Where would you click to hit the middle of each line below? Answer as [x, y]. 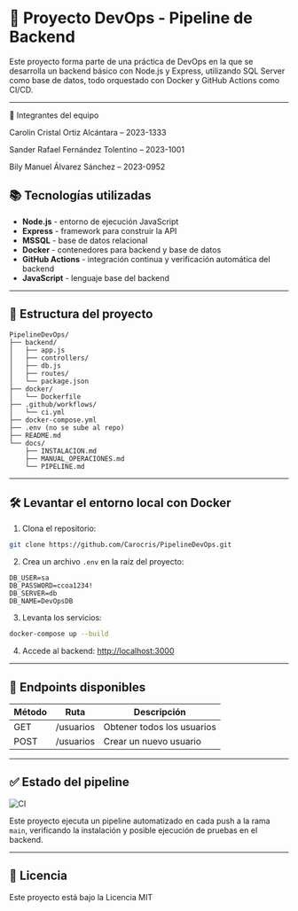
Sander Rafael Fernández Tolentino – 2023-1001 [97, 149]
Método [30, 712]
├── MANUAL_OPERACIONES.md [75, 459]
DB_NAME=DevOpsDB [41, 602]
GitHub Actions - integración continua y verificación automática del [146, 259]
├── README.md [35, 435]
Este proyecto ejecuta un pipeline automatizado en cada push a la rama [140, 821]
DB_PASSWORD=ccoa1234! [51, 586]
